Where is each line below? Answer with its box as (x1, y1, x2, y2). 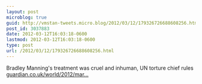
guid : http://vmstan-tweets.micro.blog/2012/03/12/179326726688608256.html (6, 20, 200, 26)
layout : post (6, 8, 39, 15)
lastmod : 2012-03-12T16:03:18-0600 (6, 37, 96, 43)
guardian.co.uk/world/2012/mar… (6, 70, 89, 78)
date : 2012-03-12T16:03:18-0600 (6, 31, 87, 37)
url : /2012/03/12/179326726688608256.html (6, 48, 114, 54)
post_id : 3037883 (6, 25, 50, 32)
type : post (6, 43, 34, 49)
